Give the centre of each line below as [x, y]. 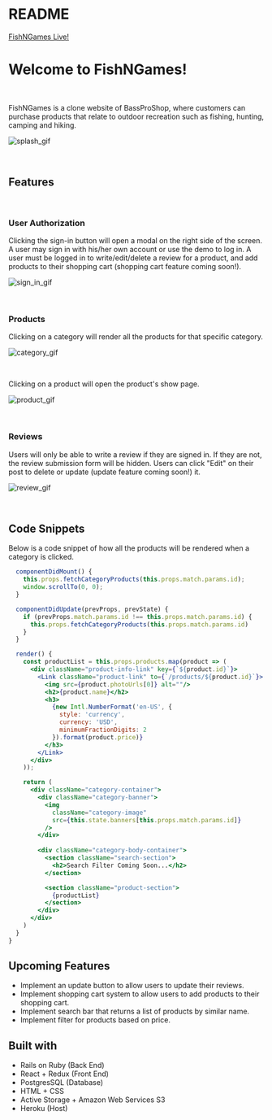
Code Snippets [47, 528]
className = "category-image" [99, 813]
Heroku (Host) [44, 1109]
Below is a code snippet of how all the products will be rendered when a [129, 548]
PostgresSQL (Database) [62, 1083]
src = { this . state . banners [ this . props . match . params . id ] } [147, 820]
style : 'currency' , [93, 715]
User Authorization [47, 223]
